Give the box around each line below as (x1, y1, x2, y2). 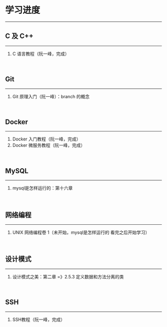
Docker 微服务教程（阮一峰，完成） (12, 142, 85, 148)
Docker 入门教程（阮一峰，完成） (12, 136, 81, 142)
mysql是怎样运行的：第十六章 (12, 185, 73, 191)
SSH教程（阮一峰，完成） (12, 316, 66, 323)
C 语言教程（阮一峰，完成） (12, 51, 70, 57)
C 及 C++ (5, 32, 34, 40)
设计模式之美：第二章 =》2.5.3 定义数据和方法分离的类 (12, 273, 124, 279)
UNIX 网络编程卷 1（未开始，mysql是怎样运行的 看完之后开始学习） (12, 229, 150, 235)
